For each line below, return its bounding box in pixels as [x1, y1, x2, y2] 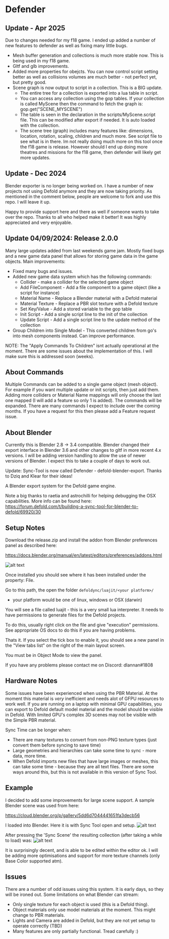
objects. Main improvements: [5, 258, 66, 264]
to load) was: [5, 837, 32, 843]
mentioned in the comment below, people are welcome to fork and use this [5, 193, 160, 200]
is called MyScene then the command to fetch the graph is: [20, 101, 143, 107]
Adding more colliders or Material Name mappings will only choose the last [5, 392, 161, 398]
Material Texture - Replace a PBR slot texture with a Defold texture [20, 300, 158, 306]
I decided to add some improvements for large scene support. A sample [5, 797, 155, 803]
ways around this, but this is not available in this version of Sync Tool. [12, 769, 157, 775]
